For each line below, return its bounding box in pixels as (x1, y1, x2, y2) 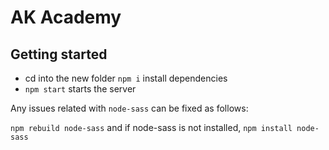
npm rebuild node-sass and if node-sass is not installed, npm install (10, 122, 293, 133)
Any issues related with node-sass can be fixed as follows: (10, 102, 249, 114)
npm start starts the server (24, 83, 137, 95)
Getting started (10, 46, 108, 63)
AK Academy (10, 6, 122, 29)
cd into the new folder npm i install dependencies (24, 72, 228, 84)
